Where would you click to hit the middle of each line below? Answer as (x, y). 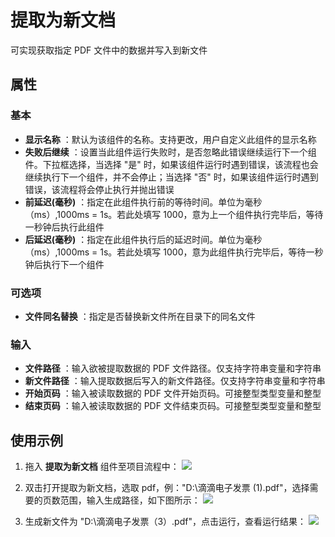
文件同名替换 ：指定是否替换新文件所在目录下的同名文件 (140, 316)
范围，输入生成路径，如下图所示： (130, 500)
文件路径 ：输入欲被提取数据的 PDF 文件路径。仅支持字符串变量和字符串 (173, 368)
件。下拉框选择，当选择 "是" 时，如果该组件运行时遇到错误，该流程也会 (171, 164)
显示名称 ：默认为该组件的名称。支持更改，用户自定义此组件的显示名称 (170, 139)
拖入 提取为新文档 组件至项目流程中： (102, 467)
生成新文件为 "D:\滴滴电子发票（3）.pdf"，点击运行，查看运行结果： (165, 522)
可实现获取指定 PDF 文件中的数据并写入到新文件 (109, 50)
